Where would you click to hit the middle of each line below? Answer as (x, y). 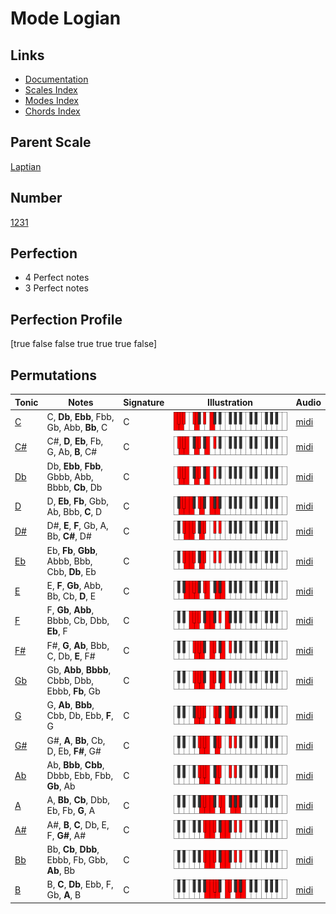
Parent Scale (51, 142)
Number (36, 198)
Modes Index (51, 100)
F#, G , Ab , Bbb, (78, 645)
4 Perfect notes (57, 278)
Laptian (26, 166)
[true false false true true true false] (84, 344)
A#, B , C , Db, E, (78, 824)
